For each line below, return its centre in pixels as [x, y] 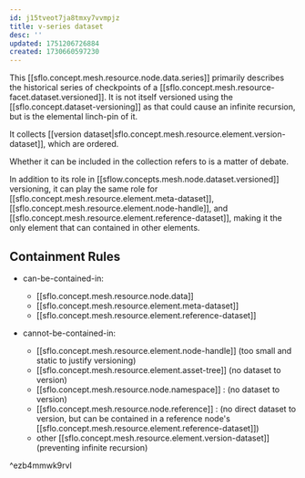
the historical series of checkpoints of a [84, 88]
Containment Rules [65, 256]
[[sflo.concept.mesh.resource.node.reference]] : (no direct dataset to [166, 409]
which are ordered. [83, 144]
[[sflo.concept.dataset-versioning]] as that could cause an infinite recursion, [152, 107]
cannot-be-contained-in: [69, 333]
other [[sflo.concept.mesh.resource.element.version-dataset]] [153, 438]
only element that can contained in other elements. [105, 228]
